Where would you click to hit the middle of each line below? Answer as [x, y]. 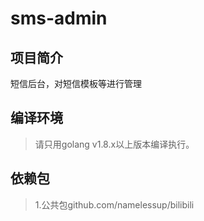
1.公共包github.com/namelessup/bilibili [114, 204]
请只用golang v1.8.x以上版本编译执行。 [114, 144]
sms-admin [59, 18]
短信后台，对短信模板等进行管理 [76, 83]
